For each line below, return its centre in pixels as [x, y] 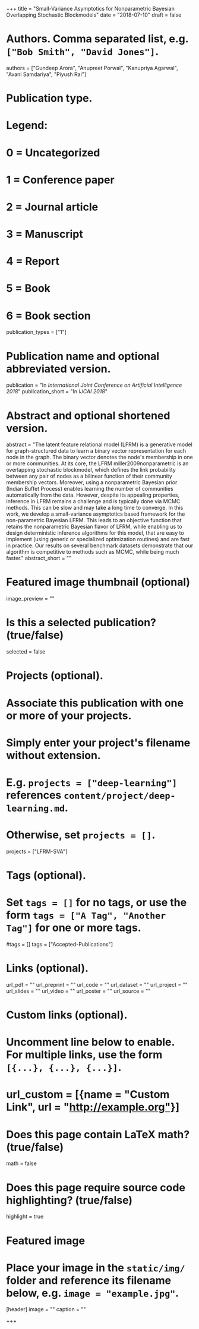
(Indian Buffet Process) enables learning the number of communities [90, 489]
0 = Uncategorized [53, 152]
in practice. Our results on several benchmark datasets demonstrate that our [100, 545]
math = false [21, 1163]
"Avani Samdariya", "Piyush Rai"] [46, 74]
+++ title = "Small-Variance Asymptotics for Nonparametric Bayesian [91, 9]
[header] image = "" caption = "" [46, 1309]
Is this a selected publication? [81, 623]
